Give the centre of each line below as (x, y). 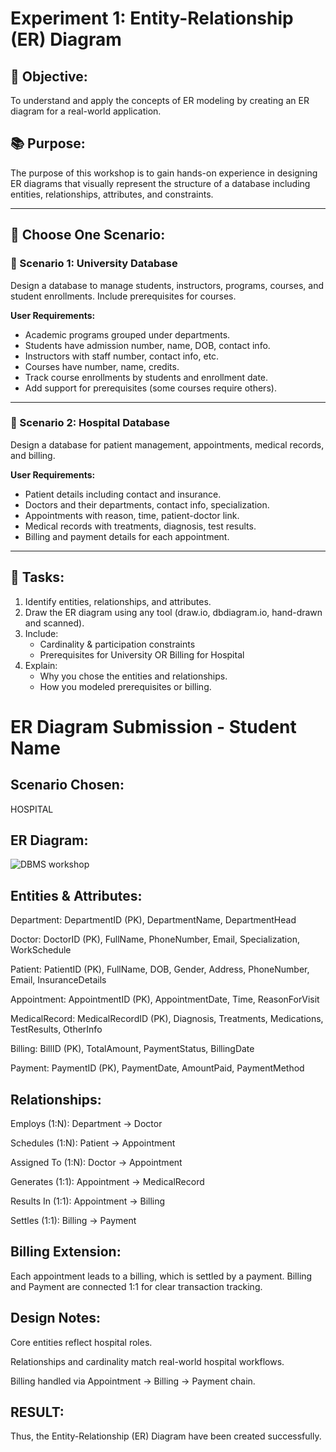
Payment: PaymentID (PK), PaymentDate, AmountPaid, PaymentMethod (157, 1068)
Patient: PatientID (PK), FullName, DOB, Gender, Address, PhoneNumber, (160, 969)
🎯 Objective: (49, 76)
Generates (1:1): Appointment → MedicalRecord (107, 1182)
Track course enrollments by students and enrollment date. (146, 377)
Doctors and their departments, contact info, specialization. (147, 504)
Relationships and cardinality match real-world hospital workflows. (147, 1361)
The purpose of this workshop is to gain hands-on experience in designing (164, 173)
